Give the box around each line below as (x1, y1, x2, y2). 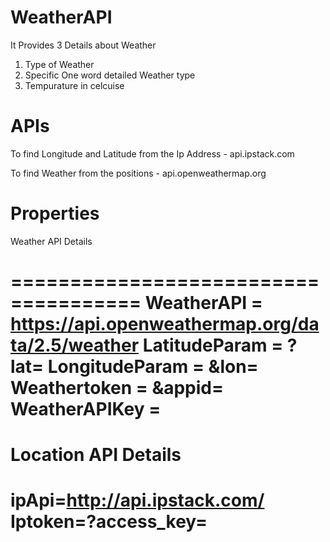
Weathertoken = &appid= (10, 377, 225, 399)
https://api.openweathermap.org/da (10, 313, 320, 335)
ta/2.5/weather (10, 334, 140, 356)
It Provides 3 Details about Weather (10, 39, 157, 51)
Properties (10, 202, 100, 225)
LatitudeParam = (142, 334, 284, 356)
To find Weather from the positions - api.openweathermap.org (10, 167, 267, 179)
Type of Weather (24, 58, 95, 70)
